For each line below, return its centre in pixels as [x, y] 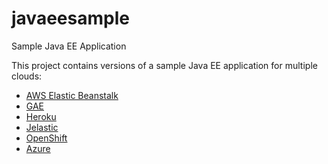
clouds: [27, 76]
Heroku [41, 116]
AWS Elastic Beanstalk [72, 95]
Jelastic [42, 127]
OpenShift [46, 138]
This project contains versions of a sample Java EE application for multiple [164, 65]
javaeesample [70, 18]
